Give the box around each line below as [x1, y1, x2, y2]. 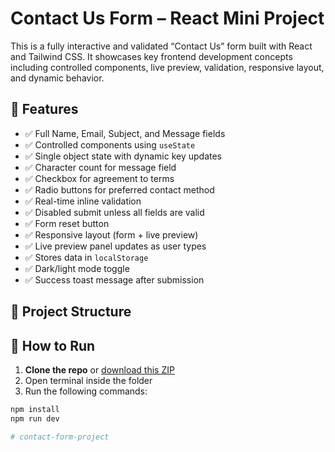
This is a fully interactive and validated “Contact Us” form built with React [10, 40, 313, 52]
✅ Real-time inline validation [24, 195, 142, 207]
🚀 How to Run [10, 337, 96, 354]
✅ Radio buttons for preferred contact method [24, 183, 215, 196]
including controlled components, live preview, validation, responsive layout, [10, 61, 325, 73]
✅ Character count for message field [24, 161, 177, 173]
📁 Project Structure [10, 303, 132, 321]
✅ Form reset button [24, 217, 110, 229]
